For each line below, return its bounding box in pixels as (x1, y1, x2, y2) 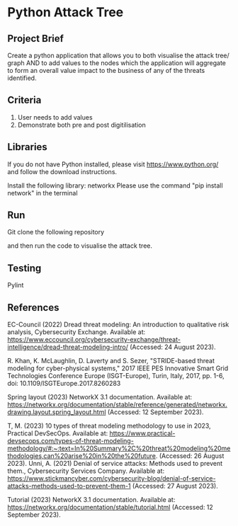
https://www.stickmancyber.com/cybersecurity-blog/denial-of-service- (7, 474, 216, 483)
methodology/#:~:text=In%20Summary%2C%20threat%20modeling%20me (7, 444, 231, 453)
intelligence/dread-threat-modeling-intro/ (7, 343, 129, 351)
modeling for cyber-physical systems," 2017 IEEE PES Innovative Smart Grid (7, 364, 229, 372)
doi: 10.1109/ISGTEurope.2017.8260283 (7, 379, 121, 388)
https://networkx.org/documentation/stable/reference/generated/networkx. (7, 401, 228, 409)
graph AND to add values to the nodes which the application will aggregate (7, 59, 227, 67)
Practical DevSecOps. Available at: (7, 429, 108, 438)
